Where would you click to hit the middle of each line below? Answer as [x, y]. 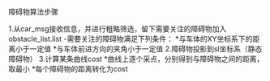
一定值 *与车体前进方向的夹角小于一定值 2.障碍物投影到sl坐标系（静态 [146, 49]
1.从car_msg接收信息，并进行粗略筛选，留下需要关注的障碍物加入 [118, 29]
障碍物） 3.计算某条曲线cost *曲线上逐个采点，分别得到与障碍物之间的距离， [136, 59]
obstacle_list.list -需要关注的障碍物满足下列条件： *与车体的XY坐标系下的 [131, 39]
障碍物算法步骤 [33, 12]
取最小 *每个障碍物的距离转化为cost [68, 69]
